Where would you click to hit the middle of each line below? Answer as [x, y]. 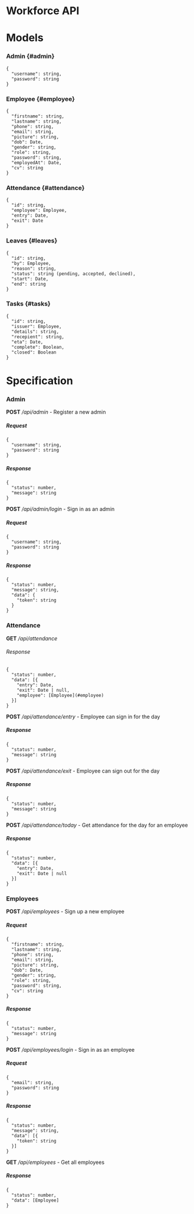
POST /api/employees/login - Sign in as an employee [70, 1049]
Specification [40, 381]
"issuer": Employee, [37, 326]
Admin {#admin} [30, 56]
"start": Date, [30, 279]
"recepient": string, [38, 337]
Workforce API [43, 11]
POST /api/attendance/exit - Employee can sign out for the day [83, 771]
